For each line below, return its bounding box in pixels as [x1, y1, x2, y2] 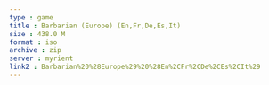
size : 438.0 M [9, 29, 66, 38]
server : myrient [9, 54, 74, 63]
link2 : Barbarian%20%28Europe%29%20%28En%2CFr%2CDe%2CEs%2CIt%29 [9, 63, 261, 72]
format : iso [9, 37, 58, 47]
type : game [9, 12, 53, 22]
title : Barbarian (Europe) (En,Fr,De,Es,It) [9, 21, 181, 30]
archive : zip [9, 46, 62, 55]
